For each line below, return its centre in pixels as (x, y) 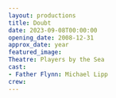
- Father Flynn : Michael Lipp (58, 74)
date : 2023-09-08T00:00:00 (53, 30)
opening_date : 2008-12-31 (51, 38)
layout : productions (43, 15)
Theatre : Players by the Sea (56, 60)
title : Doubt (30, 23)
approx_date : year (39, 45)
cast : (17, 67)
